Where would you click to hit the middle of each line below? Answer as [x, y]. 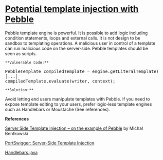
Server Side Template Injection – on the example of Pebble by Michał [74, 128]
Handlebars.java [21, 152]
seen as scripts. [21, 53]
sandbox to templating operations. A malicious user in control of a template [80, 43]
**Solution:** [19, 90]
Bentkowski [17, 133]
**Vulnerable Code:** [27, 62]
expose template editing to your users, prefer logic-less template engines [79, 104]
